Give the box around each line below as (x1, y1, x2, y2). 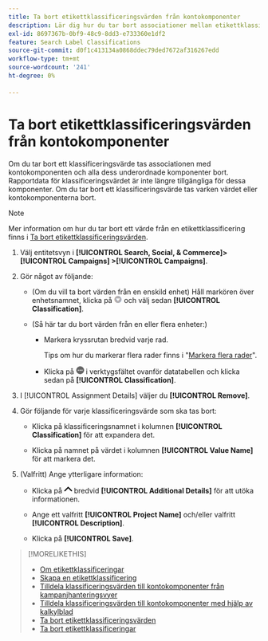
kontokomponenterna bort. (8, 192, 97, 203)
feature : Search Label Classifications (8, 38, 141, 46)
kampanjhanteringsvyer (39, 590, 118, 600)
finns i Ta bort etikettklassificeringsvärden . (8, 232, 149, 242)
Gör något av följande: (19, 271, 93, 281)
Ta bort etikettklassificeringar (39, 623, 136, 633)
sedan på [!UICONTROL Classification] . (43, 375, 176, 384)
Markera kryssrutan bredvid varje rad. (43, 335, 169, 344)
